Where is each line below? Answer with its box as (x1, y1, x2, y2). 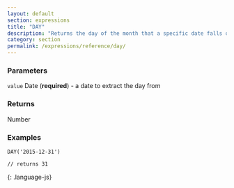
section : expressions (7, 17, 70, 24)
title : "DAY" (7, 23, 45, 30)
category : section (7, 36, 61, 43)
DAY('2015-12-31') (7, 148, 61, 155)
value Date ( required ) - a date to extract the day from (7, 82, 161, 90)
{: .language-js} (7, 173, 52, 181)
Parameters (7, 66, 47, 75)
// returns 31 (7, 160, 49, 168)
